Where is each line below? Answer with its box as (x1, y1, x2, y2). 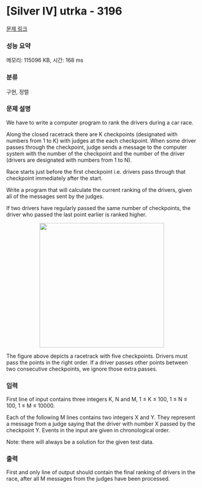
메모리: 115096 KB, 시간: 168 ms (6, 56, 83, 64)
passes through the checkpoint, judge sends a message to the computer (6, 143, 187, 151)
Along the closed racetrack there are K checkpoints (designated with (6, 130, 178, 137)
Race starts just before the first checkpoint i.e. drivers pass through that (6, 168, 186, 175)
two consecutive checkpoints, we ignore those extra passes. (6, 365, 158, 372)
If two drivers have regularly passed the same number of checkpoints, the (6, 204, 191, 211)
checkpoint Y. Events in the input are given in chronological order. (6, 427, 171, 434)
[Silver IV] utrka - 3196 (6, 4, 123, 18)
